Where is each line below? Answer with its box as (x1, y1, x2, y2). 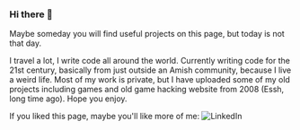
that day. (9, 38, 42, 48)
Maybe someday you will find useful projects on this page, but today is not (9, 29, 285, 39)
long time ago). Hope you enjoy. (9, 93, 128, 104)
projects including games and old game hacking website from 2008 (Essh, (9, 84, 285, 95)
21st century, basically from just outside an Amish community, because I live (9, 65, 292, 75)
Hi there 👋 (9, 8, 54, 21)
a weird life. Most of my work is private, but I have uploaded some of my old (9, 74, 290, 85)
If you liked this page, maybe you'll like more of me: (9, 111, 200, 122)
